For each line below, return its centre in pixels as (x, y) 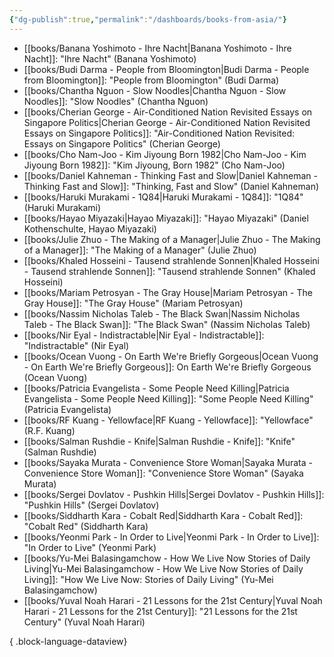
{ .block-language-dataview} (68, 641)
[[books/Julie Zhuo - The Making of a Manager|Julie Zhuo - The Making (172, 239)
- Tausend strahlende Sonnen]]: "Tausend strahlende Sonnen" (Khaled (169, 271)
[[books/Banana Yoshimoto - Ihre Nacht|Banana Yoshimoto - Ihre (157, 48)
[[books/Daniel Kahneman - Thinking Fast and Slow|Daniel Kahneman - (170, 175)
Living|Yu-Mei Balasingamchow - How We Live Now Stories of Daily (163, 568)
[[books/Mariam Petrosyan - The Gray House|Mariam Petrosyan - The (168, 292)
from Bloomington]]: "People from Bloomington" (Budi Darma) (151, 80)
